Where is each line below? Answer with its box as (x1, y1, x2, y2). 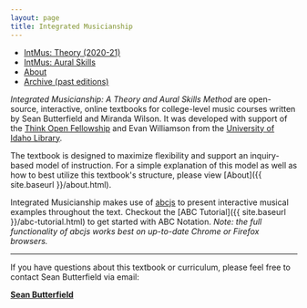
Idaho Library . (10, 132, 63, 143)
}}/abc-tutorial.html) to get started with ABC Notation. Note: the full (10, 216, 262, 227)
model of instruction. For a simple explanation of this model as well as (36, 159, 298, 170)
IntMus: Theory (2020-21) (23, 46, 121, 57)
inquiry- (250, 149, 281, 160)
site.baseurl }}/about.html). (10, 179, 112, 190)
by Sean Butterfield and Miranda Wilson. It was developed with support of (10, 113, 288, 124)
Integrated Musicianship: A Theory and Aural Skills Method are (10, 93, 247, 105)
